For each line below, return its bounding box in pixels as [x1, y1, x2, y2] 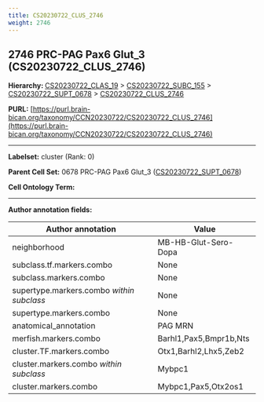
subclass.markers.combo [12, 272, 105, 283]
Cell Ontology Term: [8, 182, 75, 192]
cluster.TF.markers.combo [12, 346, 110, 357]
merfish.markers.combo [12, 333, 101, 344]
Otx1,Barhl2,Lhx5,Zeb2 [157, 346, 245, 357]
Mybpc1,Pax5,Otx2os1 [157, 382, 244, 393]
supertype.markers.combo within [12, 285, 135, 296]
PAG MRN [157, 320, 194, 331]
